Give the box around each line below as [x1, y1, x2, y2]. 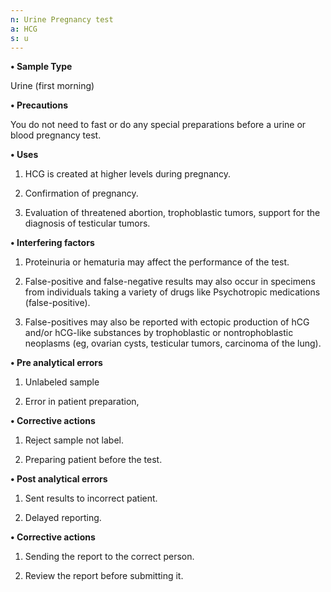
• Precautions [10, 99, 69, 111]
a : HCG [10, 24, 38, 34]
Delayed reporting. [24, 512, 102, 524]
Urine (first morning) [10, 80, 95, 92]
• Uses [10, 149, 39, 161]
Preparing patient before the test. [24, 454, 163, 466]
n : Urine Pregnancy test [10, 14, 114, 25]
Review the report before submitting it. [24, 570, 184, 582]
